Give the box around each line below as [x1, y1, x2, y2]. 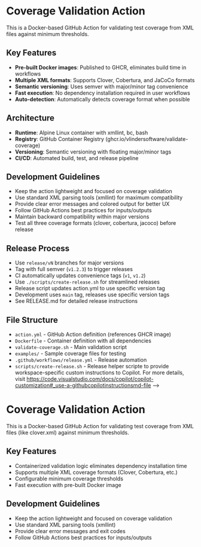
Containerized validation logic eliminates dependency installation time [14, 462, 187, 469]
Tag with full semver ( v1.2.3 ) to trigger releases [14, 266, 133, 273]
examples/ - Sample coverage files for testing [14, 350, 127, 357]
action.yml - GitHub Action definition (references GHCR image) [14, 331, 172, 338]
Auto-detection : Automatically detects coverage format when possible [14, 95, 190, 103]
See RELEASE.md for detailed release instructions [14, 297, 138, 305]
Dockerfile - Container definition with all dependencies [14, 337, 151, 344]
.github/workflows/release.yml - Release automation [14, 356, 147, 363]
